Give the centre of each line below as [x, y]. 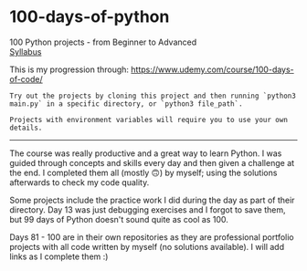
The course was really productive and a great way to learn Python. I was [146, 153]
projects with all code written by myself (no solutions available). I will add [147, 246]
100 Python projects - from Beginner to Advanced [103, 42]
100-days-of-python [90, 17]
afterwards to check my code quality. [79, 182]
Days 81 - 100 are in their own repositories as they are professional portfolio [152, 237]
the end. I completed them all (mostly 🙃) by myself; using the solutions [143, 172]
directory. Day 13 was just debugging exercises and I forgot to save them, [148, 209]
